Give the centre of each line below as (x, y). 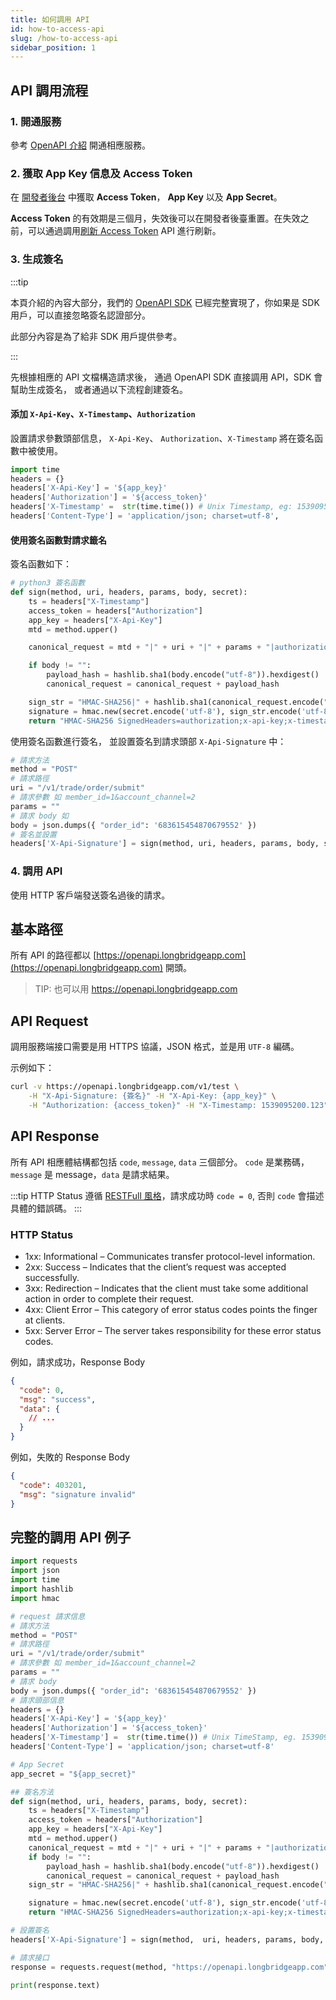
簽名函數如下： (41, 564)
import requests (44, 1561)
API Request (49, 1021)
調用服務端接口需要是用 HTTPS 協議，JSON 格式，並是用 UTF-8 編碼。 (155, 1047)
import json (35, 1571)
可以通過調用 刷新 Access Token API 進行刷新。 (124, 231)
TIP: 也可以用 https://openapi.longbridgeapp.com (136, 989)
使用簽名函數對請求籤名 (58, 540)
